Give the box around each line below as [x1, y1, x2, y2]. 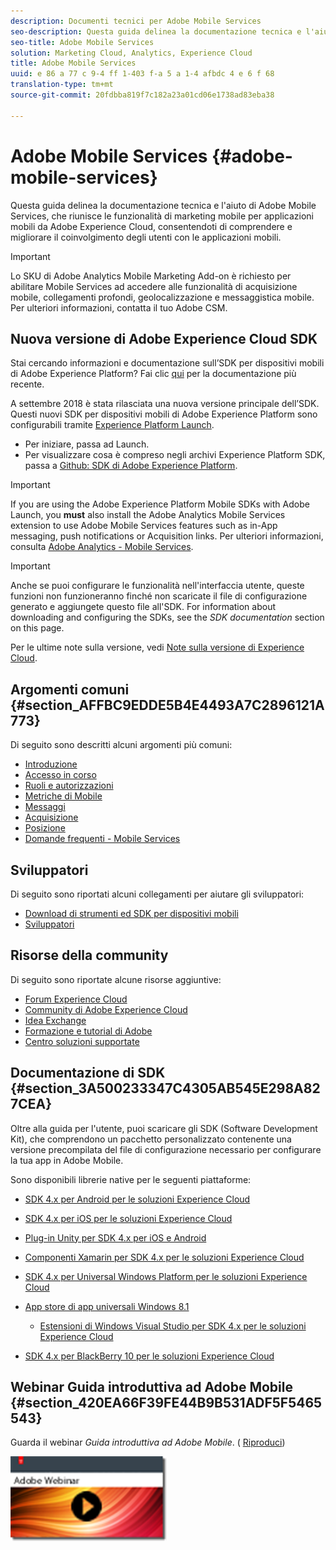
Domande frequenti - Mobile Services [24, 833, 181, 845]
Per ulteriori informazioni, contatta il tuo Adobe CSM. [10, 301, 228, 314]
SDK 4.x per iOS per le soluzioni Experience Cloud [24, 1212, 233, 1224]
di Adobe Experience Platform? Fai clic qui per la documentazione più [10, 368, 297, 380]
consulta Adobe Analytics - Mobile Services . [10, 541, 194, 553]
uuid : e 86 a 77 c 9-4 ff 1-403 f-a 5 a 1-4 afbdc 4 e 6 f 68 [10, 69, 275, 79]
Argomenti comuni [10, 681, 130, 698]
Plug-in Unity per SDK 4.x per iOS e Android [24, 1231, 207, 1244]
